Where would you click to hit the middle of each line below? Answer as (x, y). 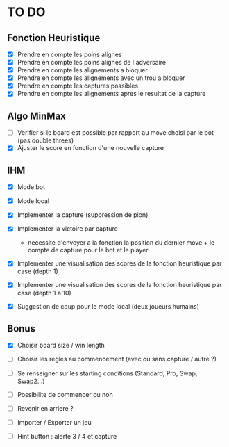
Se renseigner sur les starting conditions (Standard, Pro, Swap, (107, 373)
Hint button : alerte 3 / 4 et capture (67, 436)
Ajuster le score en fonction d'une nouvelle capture (91, 148)
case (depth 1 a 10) (44, 293)
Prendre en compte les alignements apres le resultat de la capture (111, 94)
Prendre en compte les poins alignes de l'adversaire (92, 63)
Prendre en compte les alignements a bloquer (82, 70)
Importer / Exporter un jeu (54, 422)
